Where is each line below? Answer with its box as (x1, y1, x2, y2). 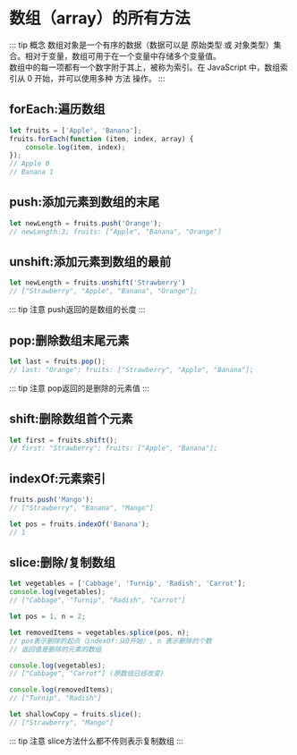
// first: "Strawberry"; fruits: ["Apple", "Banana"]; (9, 444, 218, 453)
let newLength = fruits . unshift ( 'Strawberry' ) (9, 278, 186, 287)
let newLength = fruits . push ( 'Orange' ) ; (9, 218, 163, 228)
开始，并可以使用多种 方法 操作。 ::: (34, 72, 165, 83)
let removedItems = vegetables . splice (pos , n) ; (9, 628, 191, 637)
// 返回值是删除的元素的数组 (9, 645, 102, 654)
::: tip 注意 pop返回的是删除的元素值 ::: (9, 382, 150, 394)
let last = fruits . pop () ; (9, 357, 106, 366)
